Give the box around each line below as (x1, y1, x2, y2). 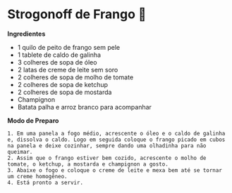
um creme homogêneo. (7, 173, 68, 180)
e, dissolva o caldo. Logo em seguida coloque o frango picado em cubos (7, 136, 226, 143)
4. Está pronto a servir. (7, 179, 83, 186)
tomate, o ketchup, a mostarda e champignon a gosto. (7, 161, 169, 168)
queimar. (7, 148, 33, 155)
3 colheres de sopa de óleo (17, 58, 97, 66)
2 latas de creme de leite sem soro (17, 65, 118, 74)
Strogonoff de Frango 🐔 (7, 6, 147, 22)
